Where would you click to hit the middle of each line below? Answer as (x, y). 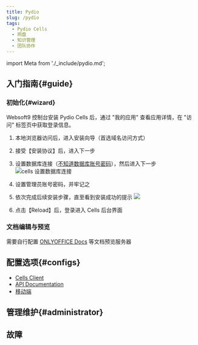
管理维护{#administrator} (55, 312)
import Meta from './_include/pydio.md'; (56, 63)
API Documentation (39, 284)
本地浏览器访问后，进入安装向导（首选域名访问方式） (82, 138)
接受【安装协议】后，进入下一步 (55, 150)
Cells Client (29, 277)
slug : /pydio (23, 18)
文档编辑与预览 (28, 227)
